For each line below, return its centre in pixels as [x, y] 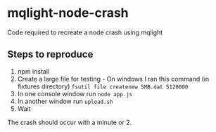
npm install [33, 71]
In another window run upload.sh [65, 101]
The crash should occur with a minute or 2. [70, 122]
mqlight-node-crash [68, 13]
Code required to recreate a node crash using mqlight [85, 32]
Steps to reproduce [50, 54]
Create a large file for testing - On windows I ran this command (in [113, 79]
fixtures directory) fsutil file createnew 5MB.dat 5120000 [103, 86]
